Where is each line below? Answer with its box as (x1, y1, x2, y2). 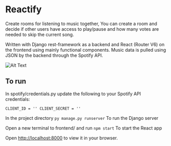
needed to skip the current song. (5, 31, 74, 37)
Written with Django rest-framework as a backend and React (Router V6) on (5, 41, 165, 47)
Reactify (5, 4, 42, 15)
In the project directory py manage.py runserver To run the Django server (5, 115, 159, 121)
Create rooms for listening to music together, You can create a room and (5, 20, 157, 27)
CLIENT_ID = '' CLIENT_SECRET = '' (5, 106, 81, 111)
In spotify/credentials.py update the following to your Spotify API (5, 91, 141, 97)
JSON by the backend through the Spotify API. (5, 52, 103, 58)
